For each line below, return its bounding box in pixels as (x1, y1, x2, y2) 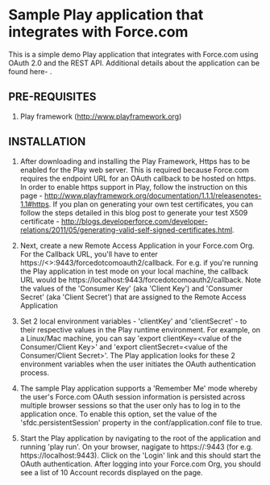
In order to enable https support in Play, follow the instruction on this (19, 182, 248, 191)
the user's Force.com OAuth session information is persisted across (19, 391, 246, 401)
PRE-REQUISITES (8, 90, 97, 104)
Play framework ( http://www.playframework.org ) (19, 111, 182, 121)
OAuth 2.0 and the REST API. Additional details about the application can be (8, 58, 260, 68)
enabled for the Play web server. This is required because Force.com (19, 165, 250, 174)
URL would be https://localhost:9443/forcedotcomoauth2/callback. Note (19, 274, 262, 284)
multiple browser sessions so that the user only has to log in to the (19, 400, 241, 410)
